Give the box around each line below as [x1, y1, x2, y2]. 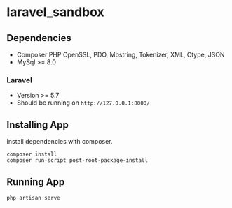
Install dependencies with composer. [6, 138, 113, 146]
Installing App [6, 119, 69, 131]
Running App [6, 176, 65, 188]
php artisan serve [6, 194, 60, 201]
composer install [6, 151, 57, 158]
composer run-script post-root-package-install [6, 157, 149, 164]
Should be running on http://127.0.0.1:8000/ [16, 98, 150, 107]
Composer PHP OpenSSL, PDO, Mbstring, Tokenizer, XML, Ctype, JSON [16, 50, 225, 59]
